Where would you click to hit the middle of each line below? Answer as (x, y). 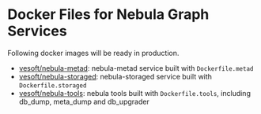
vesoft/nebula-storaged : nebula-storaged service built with (115, 76)
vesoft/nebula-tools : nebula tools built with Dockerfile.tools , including (134, 93)
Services (38, 31)
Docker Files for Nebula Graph (108, 15)
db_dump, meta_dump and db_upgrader (84, 101)
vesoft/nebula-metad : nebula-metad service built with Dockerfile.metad (136, 68)
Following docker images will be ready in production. (93, 53)
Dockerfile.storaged (53, 85)
